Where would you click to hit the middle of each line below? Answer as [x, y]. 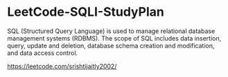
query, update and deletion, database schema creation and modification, [111, 45]
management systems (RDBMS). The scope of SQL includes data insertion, [114, 38]
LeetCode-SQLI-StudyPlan [86, 12]
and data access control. [43, 53]
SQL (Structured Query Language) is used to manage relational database [111, 31]
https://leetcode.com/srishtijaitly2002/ [62, 66]
